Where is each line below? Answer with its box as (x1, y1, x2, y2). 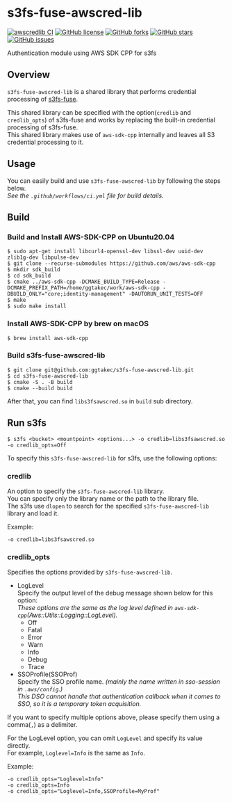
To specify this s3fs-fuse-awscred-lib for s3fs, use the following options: (7, 454, 217, 462)
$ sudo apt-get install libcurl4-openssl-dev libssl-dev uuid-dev (7, 248, 204, 255)
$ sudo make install (7, 303, 67, 310)
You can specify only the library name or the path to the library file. (7, 494, 199, 502)
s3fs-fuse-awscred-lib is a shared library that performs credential (7, 87, 197, 95)
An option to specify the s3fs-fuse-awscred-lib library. (7, 487, 165, 495)
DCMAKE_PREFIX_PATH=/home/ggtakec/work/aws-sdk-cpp (7, 284, 160, 291)
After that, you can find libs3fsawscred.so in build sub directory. (7, 396, 193, 405)
